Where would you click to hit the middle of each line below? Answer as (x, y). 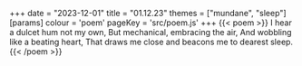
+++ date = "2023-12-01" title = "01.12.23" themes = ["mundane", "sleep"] (148, 13)
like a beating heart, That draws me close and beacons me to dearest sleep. (151, 42)
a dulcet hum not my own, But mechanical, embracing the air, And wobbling (151, 32)
